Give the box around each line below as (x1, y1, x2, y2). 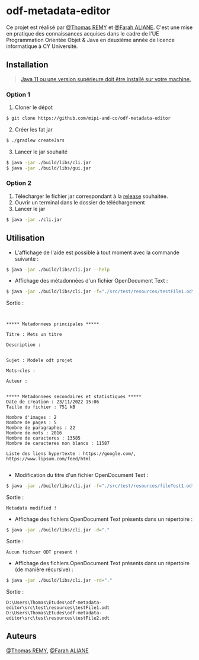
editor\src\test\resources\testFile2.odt (6, 615, 110, 621)
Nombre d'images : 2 (6, 415, 57, 421)
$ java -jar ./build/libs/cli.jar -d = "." (6, 527, 110, 533)
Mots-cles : (6, 368, 36, 374)
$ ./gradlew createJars (6, 137, 65, 143)
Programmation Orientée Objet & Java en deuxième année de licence (6, 36, 175, 43)
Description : (6, 342, 41, 348)
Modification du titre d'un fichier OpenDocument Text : (14, 472, 149, 479)
